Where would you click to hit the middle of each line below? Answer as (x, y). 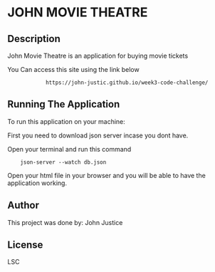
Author (23, 205)
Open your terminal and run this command (69, 149)
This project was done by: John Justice (65, 222)
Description (34, 39)
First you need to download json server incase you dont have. (98, 135)
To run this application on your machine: (67, 121)
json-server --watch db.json (63, 162)
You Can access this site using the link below (74, 69)
